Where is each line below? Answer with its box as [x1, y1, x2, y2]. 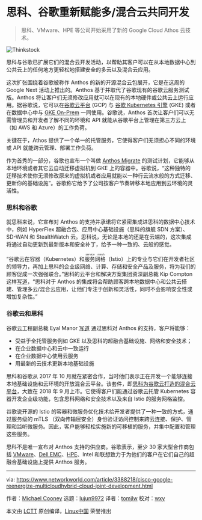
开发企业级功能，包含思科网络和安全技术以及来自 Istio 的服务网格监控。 [11, 395, 188, 402]
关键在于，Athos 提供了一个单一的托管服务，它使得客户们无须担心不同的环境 [6, 136, 196, 144]
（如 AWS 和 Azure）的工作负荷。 [6, 124, 90, 131]
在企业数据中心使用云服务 [14, 352, 79, 359]
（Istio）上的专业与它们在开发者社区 [105, 255, 195, 263]
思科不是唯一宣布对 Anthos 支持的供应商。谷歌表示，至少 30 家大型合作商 [6, 443, 189, 450]
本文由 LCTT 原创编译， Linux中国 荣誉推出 [6, 507, 112, 515]
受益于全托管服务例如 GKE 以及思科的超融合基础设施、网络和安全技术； [14, 337, 192, 344]
